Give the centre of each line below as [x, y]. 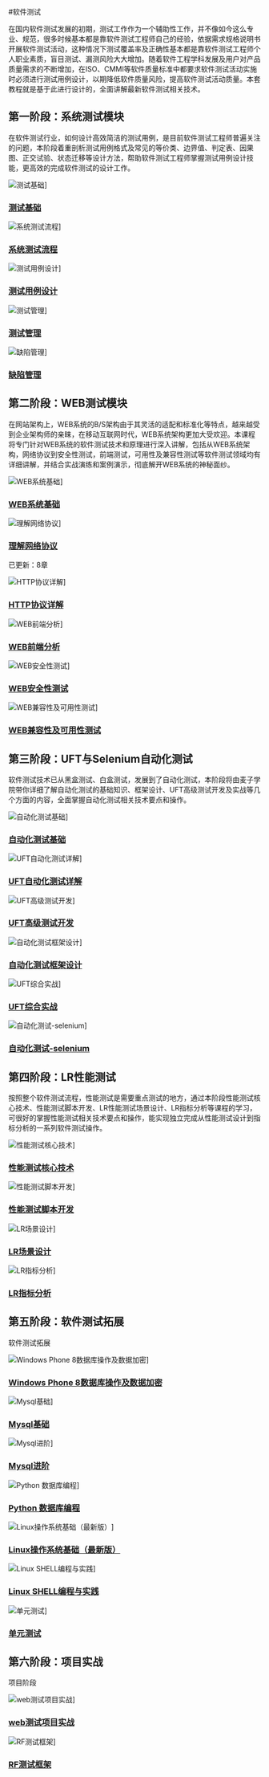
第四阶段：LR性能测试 [62, 1077]
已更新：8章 [28, 565]
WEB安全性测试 [38, 688]
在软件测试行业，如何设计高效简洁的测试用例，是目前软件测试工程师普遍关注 [134, 137]
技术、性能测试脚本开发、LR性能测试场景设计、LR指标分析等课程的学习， [136, 1108]
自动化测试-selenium [49, 1049]
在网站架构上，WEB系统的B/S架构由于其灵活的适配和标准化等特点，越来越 [131, 424]
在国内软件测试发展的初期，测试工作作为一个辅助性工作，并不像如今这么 [127, 29]
